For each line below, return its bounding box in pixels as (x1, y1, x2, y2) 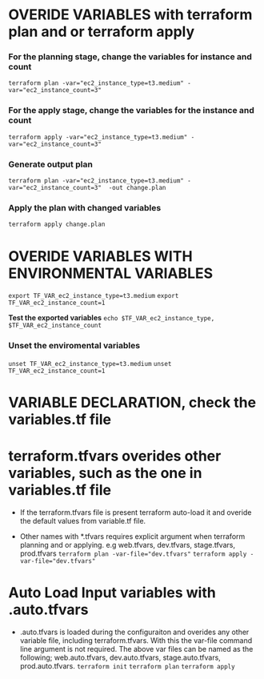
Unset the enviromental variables (8, 340, 141, 352)
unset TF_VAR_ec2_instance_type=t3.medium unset (8, 360, 172, 368)
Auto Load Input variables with (8, 583, 216, 601)
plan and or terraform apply (8, 22, 195, 41)
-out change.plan (108, 184, 166, 192)
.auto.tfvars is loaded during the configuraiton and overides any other (19, 627, 250, 637)
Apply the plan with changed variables (8, 203, 162, 213)
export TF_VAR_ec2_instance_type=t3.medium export (8, 292, 179, 300)
